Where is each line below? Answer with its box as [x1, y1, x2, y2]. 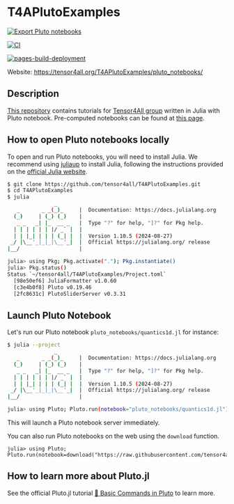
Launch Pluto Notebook [7, 309, 111, 321]
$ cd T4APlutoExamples [7, 187, 73, 194]
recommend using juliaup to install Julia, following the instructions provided [7, 159, 224, 168]
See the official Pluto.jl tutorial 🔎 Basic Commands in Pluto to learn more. [7, 489, 216, 497]
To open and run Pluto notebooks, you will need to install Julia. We [7, 152, 198, 161]
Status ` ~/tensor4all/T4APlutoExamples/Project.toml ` [7, 271, 167, 278]
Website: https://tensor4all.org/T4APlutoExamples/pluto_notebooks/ [7, 68, 203, 76]
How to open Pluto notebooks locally [7, 134, 170, 146]
